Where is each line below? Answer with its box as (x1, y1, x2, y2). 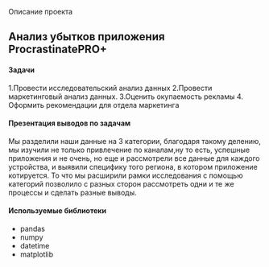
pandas (19, 224, 46, 233)
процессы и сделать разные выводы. (8, 187, 137, 197)
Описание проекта (8, 7, 73, 16)
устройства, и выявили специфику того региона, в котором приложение (8, 162, 258, 171)
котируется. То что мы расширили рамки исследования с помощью (8, 170, 243, 180)
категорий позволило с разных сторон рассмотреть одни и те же (8, 179, 235, 188)
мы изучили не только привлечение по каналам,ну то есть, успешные (8, 145, 250, 154)
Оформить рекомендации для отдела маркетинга (8, 100, 180, 109)
